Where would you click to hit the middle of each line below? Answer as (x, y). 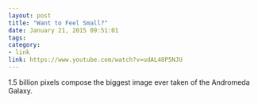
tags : (17, 38)
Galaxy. (21, 90)
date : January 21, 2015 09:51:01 (64, 30)
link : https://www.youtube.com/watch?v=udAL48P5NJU (95, 60)
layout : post (30, 15)
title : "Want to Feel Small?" (58, 23)
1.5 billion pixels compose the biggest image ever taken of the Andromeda (129, 82)
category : (25, 45)
